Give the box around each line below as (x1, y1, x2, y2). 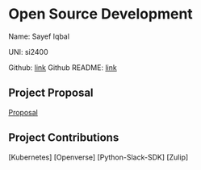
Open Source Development (8, 5, 194, 23)
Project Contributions (8, 131, 119, 145)
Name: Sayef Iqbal (8, 31, 70, 41)
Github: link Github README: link (8, 62, 117, 73)
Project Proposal (8, 86, 94, 100)
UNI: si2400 (8, 47, 48, 56)
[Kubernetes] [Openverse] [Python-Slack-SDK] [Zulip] (8, 152, 189, 162)
